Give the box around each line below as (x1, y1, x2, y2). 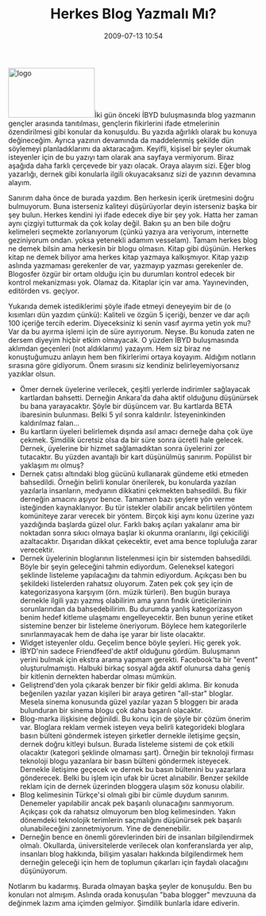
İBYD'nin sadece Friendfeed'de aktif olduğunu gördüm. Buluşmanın (19, 646, 241, 656)
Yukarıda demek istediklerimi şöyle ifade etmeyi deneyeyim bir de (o (8, 301, 232, 311)
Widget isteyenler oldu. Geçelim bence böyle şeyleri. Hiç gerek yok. (19, 638, 241, 647)
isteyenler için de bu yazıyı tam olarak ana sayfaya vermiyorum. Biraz (8, 152, 234, 161)
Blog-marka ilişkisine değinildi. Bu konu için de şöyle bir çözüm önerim (19, 713, 252, 724)
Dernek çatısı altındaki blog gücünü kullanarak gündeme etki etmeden (19, 468, 249, 478)
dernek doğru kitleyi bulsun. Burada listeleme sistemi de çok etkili (19, 739, 234, 748)
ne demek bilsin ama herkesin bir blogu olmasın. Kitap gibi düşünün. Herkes (8, 243, 256, 253)
